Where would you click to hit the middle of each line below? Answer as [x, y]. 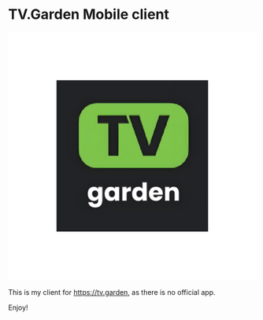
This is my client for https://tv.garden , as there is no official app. [112, 292]
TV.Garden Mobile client [89, 15]
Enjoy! [19, 307]
